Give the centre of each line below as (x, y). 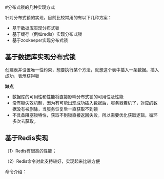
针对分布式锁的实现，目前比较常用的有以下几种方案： (59, 18)
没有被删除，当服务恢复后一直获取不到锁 (57, 109)
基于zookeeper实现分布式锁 (40, 40)
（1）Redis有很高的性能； (31, 151)
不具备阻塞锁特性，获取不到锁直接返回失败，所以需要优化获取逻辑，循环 (85, 115)
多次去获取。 (25, 121)
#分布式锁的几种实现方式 (30, 7)
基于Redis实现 (27, 138)
